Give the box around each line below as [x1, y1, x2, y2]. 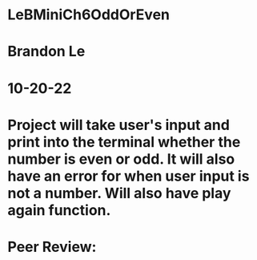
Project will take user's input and [7, 116, 230, 134]
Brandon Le [7, 43, 86, 61]
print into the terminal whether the [7, 132, 241, 151]
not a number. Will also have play [7, 184, 231, 202]
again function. [7, 201, 111, 219]
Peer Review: [7, 238, 97, 256]
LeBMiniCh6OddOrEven [7, 6, 170, 24]
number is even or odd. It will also [7, 150, 235, 168]
